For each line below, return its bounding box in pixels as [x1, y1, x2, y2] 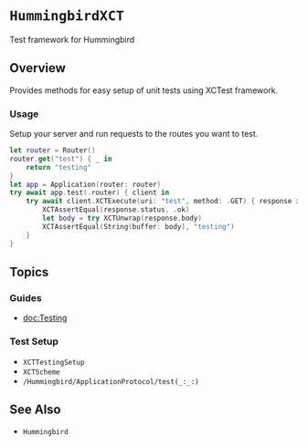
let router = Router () [9, 146, 96, 155]
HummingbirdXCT [9, 7, 125, 25]
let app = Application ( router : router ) [9, 180, 162, 189]
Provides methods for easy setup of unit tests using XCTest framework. [9, 85, 279, 96]
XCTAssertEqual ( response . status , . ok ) [42, 205, 190, 214]
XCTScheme [22, 368, 61, 377]
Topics [9, 264, 49, 280]
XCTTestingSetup [22, 358, 85, 367]
